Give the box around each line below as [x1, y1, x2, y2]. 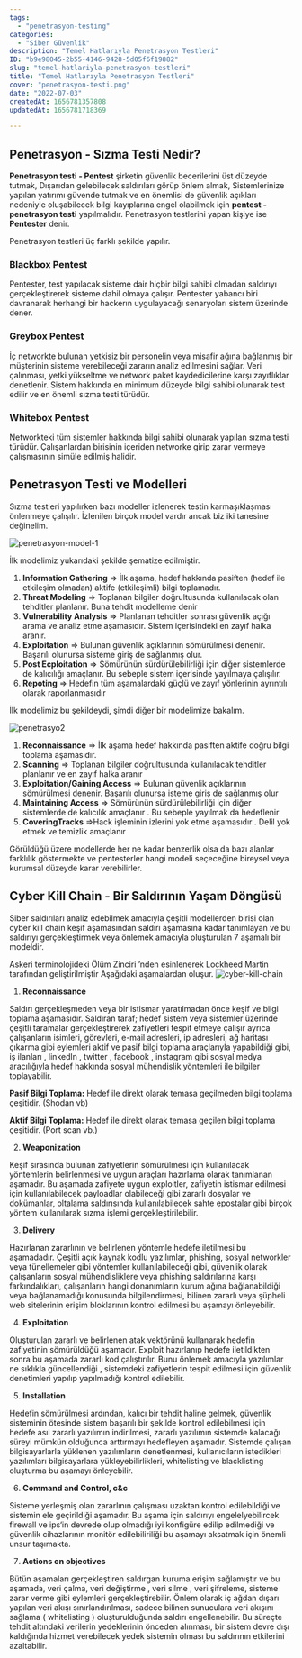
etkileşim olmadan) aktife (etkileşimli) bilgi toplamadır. [22, 582, 221, 593]
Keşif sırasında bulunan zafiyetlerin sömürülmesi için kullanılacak [9, 1159, 250, 1170]
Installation [22, 1389, 66, 1401]
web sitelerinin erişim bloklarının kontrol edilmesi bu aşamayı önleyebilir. [9, 1299, 276, 1310]
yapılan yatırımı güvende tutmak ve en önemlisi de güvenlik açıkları [9, 190, 257, 201]
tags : [9, 13, 30, 23]
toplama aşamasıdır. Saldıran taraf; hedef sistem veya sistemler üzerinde [9, 1013, 279, 1024]
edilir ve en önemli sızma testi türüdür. [9, 388, 151, 399]
